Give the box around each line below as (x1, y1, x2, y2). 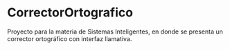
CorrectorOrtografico (7, 5, 134, 21)
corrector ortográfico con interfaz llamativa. (7, 34, 132, 42)
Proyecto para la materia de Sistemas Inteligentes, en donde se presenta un (7, 27, 224, 36)
